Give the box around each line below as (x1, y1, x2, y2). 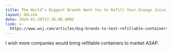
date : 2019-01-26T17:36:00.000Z (5, 17, 74, 22)
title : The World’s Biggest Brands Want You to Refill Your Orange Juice (5, 7, 166, 13)
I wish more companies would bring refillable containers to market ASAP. (5, 40, 159, 46)
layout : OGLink (5, 12, 38, 17)
